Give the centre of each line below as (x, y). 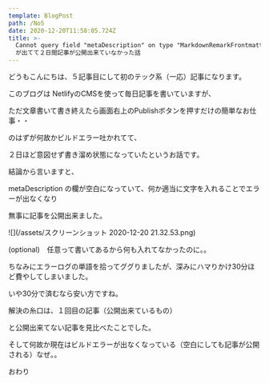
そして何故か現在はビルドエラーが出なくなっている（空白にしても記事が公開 (134, 344)
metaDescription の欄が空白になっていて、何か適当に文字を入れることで (127, 188)
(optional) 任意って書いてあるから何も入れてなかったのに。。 (109, 249)
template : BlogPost (41, 16)
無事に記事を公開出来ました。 (57, 215)
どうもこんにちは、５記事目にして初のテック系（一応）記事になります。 (127, 76)
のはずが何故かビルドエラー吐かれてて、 (75, 138)
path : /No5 (26, 23)
